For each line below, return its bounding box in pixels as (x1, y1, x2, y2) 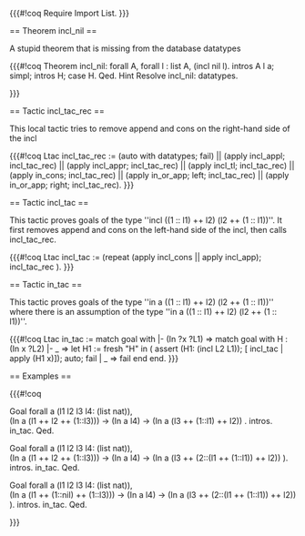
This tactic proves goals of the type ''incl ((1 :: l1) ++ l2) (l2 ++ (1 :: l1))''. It (9, 215, 282, 226)
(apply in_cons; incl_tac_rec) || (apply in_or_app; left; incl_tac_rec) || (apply (9, 170, 290, 180)
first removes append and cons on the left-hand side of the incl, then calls (9, 225, 287, 235)
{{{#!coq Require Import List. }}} (9, 8, 130, 18)
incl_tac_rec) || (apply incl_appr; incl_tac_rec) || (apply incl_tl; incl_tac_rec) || (9, 160, 295, 171)
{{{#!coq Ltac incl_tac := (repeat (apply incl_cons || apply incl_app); (9, 252, 262, 262)
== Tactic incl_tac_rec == (9, 106, 105, 116)
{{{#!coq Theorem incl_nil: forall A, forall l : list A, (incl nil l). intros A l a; (9, 61, 275, 71)
